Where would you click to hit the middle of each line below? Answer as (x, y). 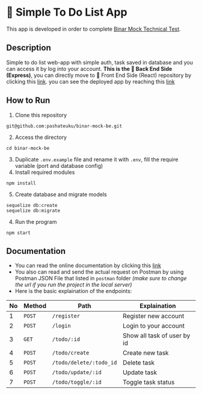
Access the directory (41, 137)
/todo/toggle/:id (77, 382)
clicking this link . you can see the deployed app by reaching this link (91, 81)
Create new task (146, 353)
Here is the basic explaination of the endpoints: (73, 291)
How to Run (28, 101)
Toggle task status (149, 383)
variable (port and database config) (59, 165)
